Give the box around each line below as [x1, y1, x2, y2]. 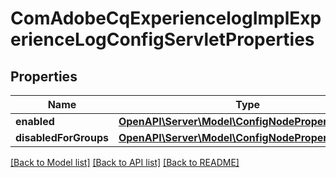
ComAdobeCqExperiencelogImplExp [10, 7, 322, 30]
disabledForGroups [15, 131, 109, 144]
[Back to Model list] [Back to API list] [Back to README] [10, 157, 240, 168]
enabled [15, 115, 55, 128]
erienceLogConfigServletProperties [10, 28, 315, 51]
